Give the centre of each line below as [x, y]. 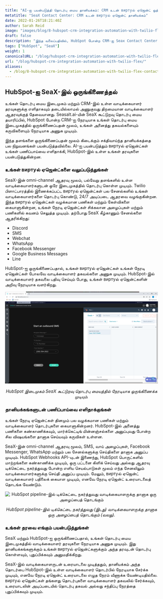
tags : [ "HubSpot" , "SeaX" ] [32, 46]
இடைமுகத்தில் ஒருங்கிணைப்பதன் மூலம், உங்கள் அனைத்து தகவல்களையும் [72, 125]
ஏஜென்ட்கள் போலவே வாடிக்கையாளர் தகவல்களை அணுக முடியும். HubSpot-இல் [80, 274]
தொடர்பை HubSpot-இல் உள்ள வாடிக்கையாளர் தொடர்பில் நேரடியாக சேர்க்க [77, 570]
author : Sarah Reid [25, 26]
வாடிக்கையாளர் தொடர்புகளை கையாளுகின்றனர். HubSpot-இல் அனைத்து [72, 426]
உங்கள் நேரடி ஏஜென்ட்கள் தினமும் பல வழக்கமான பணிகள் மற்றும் [67, 420]
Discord [20, 228]
